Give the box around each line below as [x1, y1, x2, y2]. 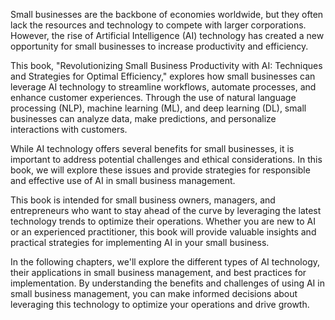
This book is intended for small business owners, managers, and [10, 194, 276, 206]
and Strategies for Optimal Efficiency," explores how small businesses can [10, 70, 316, 82]
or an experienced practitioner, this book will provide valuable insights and [10, 226, 317, 238]
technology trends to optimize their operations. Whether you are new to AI [10, 215, 316, 227]
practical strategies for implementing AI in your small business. [10, 237, 270, 248]
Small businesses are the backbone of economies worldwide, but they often [10, 9, 324, 20]
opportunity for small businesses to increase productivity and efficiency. [10, 40, 309, 52]
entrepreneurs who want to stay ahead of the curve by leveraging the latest [10, 205, 322, 216]
